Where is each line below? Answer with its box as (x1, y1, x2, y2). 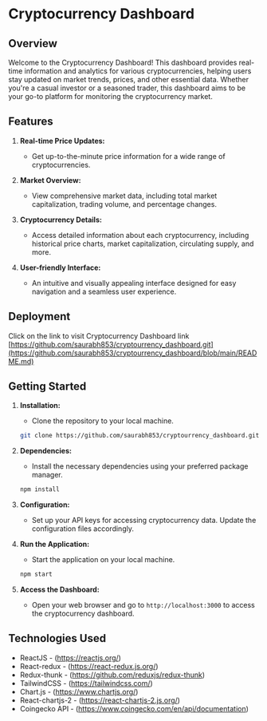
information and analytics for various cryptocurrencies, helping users (24, 66, 252, 76)
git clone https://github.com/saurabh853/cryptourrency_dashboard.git (19, 432, 260, 440)
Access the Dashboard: (19, 584, 100, 595)
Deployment (8, 310, 71, 323)
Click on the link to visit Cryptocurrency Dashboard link (8, 331, 190, 340)
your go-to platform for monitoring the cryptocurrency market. (8, 92, 213, 101)
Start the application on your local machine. (31, 555, 175, 565)
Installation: (19, 401, 61, 410)
